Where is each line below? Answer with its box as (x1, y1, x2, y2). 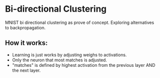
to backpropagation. (5, 24, 46, 30)
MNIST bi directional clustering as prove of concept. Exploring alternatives (5, 19, 154, 25)
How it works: (5, 39, 48, 47)
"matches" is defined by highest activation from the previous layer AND (12, 62, 156, 68)
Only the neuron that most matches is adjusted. (12, 57, 107, 63)
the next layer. (12, 67, 41, 73)
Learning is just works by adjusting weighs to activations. (12, 52, 127, 58)
